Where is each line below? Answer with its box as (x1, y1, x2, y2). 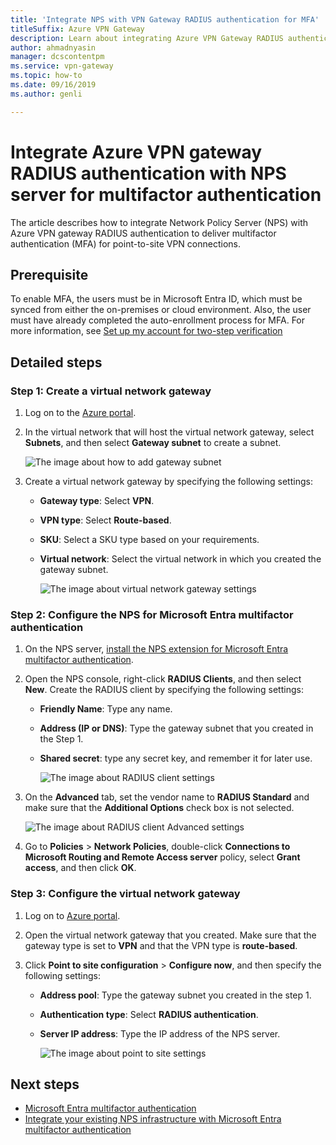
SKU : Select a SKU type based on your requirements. (39, 534, 260, 546)
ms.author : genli (10, 89, 83, 99)
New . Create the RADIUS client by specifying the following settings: (24, 684, 304, 696)
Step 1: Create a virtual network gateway (10, 384, 212, 398)
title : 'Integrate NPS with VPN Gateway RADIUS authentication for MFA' (10, 14, 320, 25)
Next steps (10, 1076, 80, 1093)
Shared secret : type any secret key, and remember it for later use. (39, 752, 313, 765)
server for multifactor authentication (10, 183, 322, 206)
